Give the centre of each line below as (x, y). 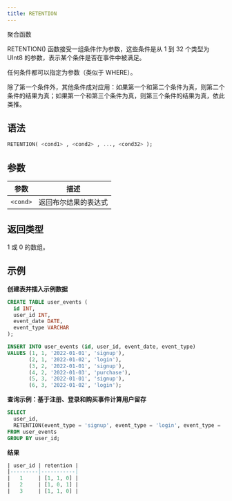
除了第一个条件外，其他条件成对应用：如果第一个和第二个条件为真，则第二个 (116, 86)
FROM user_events (32, 432)
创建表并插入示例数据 (37, 289)
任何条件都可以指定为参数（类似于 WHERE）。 (72, 72)
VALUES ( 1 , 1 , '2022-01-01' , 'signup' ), (66, 353)
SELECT (17, 412)
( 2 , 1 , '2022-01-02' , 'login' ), (75, 359)
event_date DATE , (38, 321)
